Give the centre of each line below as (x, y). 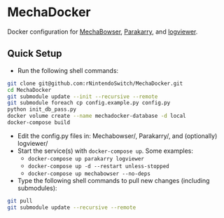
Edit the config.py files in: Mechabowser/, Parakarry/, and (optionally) (117, 136)
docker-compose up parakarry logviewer (86, 158)
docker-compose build (39, 123)
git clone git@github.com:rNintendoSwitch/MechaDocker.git (95, 83)
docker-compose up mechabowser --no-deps (89, 173)
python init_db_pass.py (42, 109)
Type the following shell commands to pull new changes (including (113, 180)
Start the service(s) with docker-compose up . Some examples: (105, 151)
